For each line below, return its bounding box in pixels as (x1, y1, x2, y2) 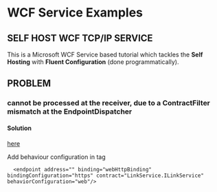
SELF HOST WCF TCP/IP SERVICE (7, 32, 153, 44)
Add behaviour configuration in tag (7, 153, 106, 161)
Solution (7, 124, 32, 132)
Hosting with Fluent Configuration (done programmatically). (7, 58, 179, 66)
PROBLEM (7, 78, 52, 89)
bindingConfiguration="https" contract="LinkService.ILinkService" (7, 172, 205, 179)
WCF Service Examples (7, 5, 143, 21)
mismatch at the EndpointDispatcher (7, 107, 133, 116)
